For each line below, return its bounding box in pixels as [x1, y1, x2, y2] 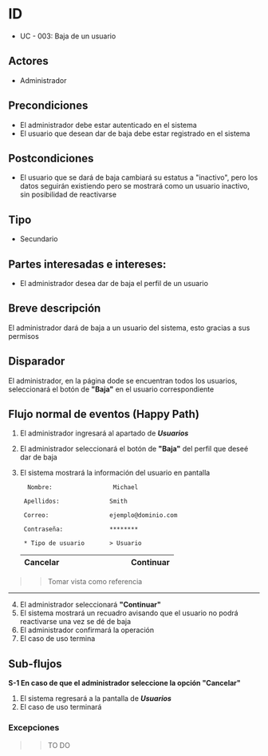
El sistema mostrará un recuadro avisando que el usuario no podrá [19, 608, 238, 618]
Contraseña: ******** [23, 525, 139, 534]
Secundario [19, 234, 58, 244]
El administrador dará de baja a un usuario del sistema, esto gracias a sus [8, 323, 250, 332]
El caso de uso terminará [19, 702, 102, 712]
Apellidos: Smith [23, 497, 128, 506]
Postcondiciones [8, 151, 94, 165]
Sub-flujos [8, 657, 62, 670]
